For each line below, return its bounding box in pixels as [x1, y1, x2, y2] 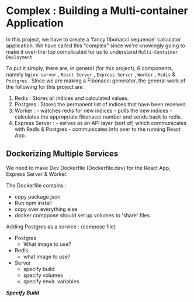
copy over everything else [14, 206, 78, 213]
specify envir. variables [23, 277, 79, 284]
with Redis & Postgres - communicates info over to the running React [14, 126, 181, 133]
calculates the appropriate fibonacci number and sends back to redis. [14, 113, 182, 120]
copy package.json [14, 193, 61, 200]
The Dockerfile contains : [6, 182, 67, 189]
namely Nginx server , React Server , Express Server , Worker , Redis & [6, 71, 176, 78]
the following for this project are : [6, 83, 86, 90]
